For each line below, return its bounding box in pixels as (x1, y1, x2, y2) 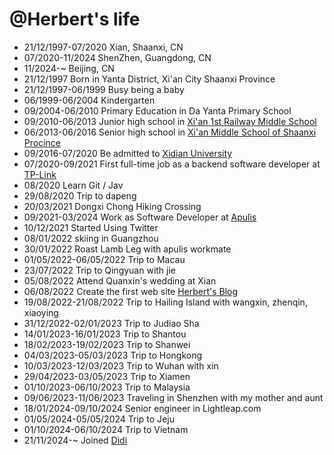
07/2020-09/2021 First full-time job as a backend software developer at (23, 158, 321, 170)
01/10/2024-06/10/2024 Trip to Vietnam (23, 423, 189, 435)
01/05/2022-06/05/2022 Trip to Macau (23, 253, 186, 265)
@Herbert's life (9, 8, 141, 31)
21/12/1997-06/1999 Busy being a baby (23, 83, 185, 95)
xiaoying (23, 306, 59, 318)
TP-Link (23, 168, 57, 180)
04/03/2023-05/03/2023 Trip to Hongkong (23, 349, 203, 361)
